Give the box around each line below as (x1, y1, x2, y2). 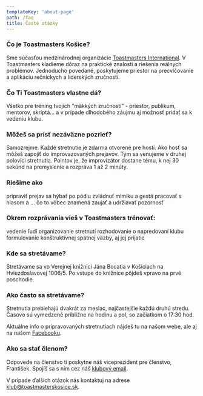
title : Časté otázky (6, 20, 59, 26)
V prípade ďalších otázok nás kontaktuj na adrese (6, 377, 130, 384)
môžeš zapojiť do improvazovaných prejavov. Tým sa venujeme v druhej (6, 150, 187, 158)
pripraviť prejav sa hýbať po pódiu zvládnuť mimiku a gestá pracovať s (6, 192, 182, 200)
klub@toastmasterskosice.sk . (6, 383, 80, 390)
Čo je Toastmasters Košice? (6, 40, 90, 49)
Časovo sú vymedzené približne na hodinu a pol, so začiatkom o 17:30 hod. (6, 311, 195, 318)
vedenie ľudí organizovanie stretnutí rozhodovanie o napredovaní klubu (6, 227, 184, 235)
